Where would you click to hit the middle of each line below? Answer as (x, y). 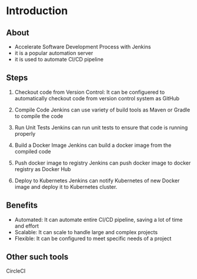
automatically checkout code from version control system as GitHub (97, 98)
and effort (27, 226)
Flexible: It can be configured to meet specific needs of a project (93, 238)
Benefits (22, 206)
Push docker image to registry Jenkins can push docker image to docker (103, 163)
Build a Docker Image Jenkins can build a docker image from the (93, 145)
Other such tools (37, 257)
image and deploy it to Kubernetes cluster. (66, 186)
